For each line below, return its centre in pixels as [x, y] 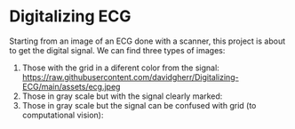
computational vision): [63, 115]
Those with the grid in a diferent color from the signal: [120, 68]
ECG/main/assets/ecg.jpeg [71, 86]
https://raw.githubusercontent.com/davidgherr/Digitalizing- [130, 77]
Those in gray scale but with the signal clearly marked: [122, 96]
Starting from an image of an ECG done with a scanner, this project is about [147, 41]
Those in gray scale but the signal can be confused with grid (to [139, 105]
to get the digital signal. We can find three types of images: [117, 50]
